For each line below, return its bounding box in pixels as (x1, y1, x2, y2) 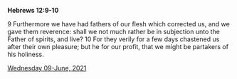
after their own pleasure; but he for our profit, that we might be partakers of (7, 43, 229, 51)
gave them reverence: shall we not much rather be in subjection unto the (7, 28, 221, 36)
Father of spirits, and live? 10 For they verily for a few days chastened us (7, 35, 220, 43)
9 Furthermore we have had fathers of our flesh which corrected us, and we (7, 20, 230, 28)
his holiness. (7, 50, 44, 58)
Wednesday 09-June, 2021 (7, 64, 87, 72)
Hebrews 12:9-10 (7, 6, 59, 14)
